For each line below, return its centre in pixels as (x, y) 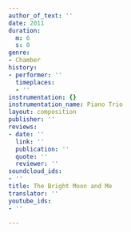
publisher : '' (32, 120)
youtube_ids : (30, 201)
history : (23, 68)
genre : (19, 53)
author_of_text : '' (41, 16)
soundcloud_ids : (35, 171)
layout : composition (43, 112)
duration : (25, 30)
